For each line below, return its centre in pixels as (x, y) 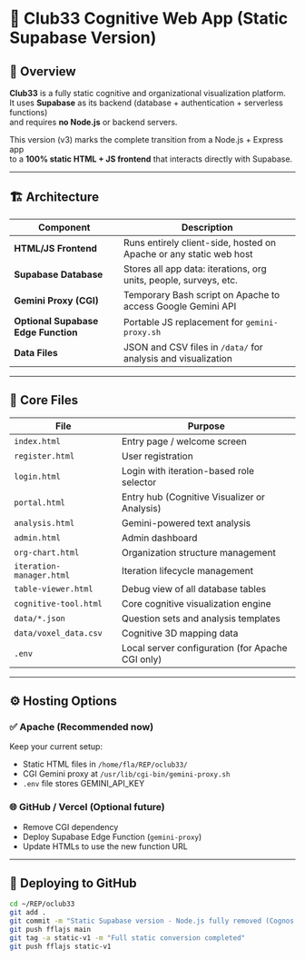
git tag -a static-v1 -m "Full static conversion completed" (128, 938)
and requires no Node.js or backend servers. (93, 122)
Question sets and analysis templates (201, 619)
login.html (37, 476)
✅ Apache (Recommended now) (82, 727)
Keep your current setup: (56, 747)
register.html (44, 456)
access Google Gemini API (180, 306)
